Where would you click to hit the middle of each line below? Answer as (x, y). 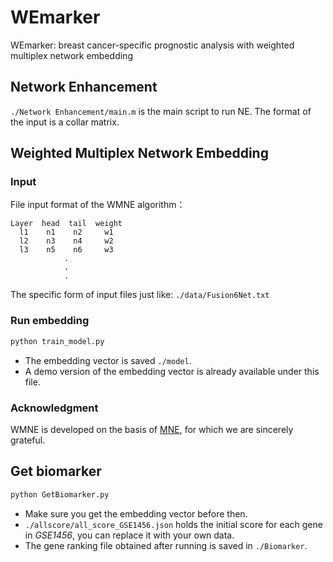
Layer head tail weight (66, 224)
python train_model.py (57, 341)
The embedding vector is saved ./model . (108, 360)
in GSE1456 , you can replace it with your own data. (129, 535)
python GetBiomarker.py (60, 494)
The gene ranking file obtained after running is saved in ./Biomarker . (166, 545)
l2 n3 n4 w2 (66, 241)
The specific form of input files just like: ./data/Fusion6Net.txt (140, 295)
